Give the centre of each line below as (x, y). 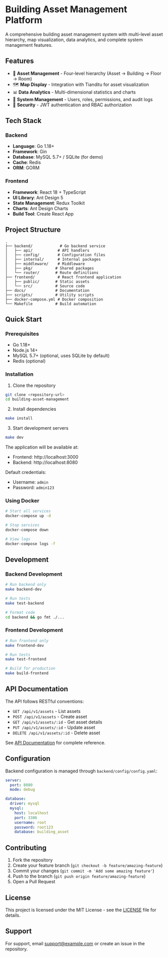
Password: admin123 (33, 488)
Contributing (26, 848)
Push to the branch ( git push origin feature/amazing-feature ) (79, 876)
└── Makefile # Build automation (51, 304)
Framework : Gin (30, 152)
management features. (29, 45)
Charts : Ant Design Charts (40, 208)
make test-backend (25, 603)
